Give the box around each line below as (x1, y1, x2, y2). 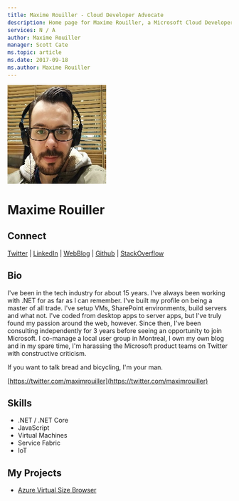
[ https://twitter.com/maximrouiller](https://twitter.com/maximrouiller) (7, 376, 208, 385)
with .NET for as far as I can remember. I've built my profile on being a (7, 296, 213, 305)
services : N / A (7, 26, 55, 33)
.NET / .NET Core (17, 416, 69, 425)
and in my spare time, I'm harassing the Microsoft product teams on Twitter (7, 342, 228, 350)
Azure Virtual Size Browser (17, 486, 97, 495)
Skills (7, 397, 32, 409)
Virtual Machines (17, 431, 68, 440)
